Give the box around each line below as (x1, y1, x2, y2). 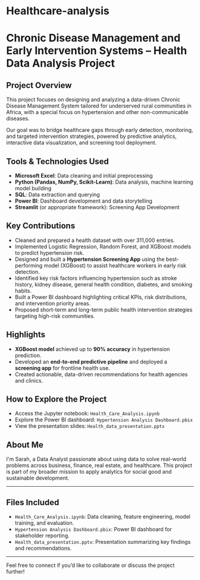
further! (6, 568, 25, 575)
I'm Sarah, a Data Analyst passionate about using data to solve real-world (6, 456, 186, 463)
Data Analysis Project (6, 56, 115, 70)
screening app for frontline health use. (14, 364, 110, 371)
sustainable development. (6, 474, 70, 482)
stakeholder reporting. (14, 532, 70, 539)
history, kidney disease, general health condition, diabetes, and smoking (14, 280, 192, 288)
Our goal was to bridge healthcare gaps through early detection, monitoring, (6, 127, 193, 134)
